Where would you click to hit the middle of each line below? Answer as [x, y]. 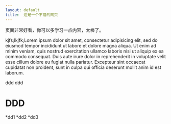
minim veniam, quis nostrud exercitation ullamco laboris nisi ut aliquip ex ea [85, 51]
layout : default [22, 10]
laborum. [15, 72]
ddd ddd [14, 83]
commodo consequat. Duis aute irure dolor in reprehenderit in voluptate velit [86, 56]
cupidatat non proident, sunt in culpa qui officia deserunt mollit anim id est [83, 67]
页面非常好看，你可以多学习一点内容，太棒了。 [54, 30]
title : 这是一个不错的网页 [32, 15]
